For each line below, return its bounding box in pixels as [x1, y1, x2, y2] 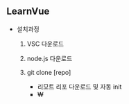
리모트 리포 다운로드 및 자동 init [37, 83, 122, 91]
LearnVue [6, 6, 50, 17]
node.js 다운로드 [26, 54, 73, 62]
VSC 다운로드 [26, 40, 64, 48]
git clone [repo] [26, 68, 71, 76]
